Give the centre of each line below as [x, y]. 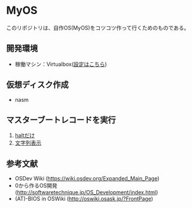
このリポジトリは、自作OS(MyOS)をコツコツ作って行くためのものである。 [98, 28]
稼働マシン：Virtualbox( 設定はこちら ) [61, 64]
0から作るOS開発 [36, 186]
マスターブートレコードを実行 [61, 120]
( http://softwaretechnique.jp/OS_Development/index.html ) [86, 192]
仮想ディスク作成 [37, 85]
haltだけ [25, 135]
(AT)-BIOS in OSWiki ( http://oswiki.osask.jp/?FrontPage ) [84, 199]
